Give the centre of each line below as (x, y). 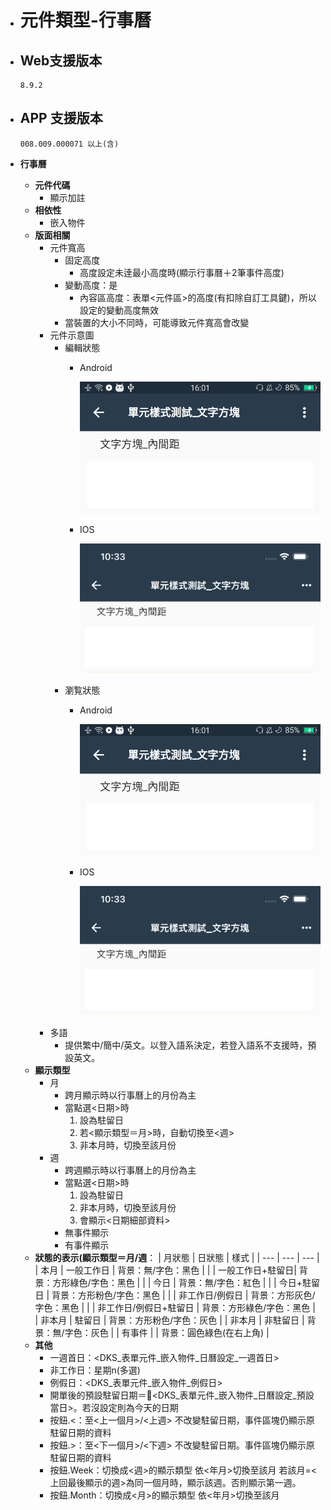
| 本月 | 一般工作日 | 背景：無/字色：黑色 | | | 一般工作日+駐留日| (165, 1270)
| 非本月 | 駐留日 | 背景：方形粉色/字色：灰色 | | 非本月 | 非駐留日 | (169, 1320)
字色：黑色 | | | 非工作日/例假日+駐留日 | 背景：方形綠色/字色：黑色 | (175, 1308)
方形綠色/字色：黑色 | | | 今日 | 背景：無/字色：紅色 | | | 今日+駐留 (186, 1283)
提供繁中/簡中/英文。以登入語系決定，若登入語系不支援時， (186, 1045)
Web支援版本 (61, 60)
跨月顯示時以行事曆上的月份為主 (130, 1095)
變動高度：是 (91, 285)
